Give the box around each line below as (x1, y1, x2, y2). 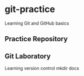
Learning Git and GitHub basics (4, 20, 69, 26)
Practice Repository (4, 35, 68, 43)
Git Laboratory (4, 52, 51, 60)
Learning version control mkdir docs (4, 65, 79, 71)
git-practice (4, 4, 55, 15)
